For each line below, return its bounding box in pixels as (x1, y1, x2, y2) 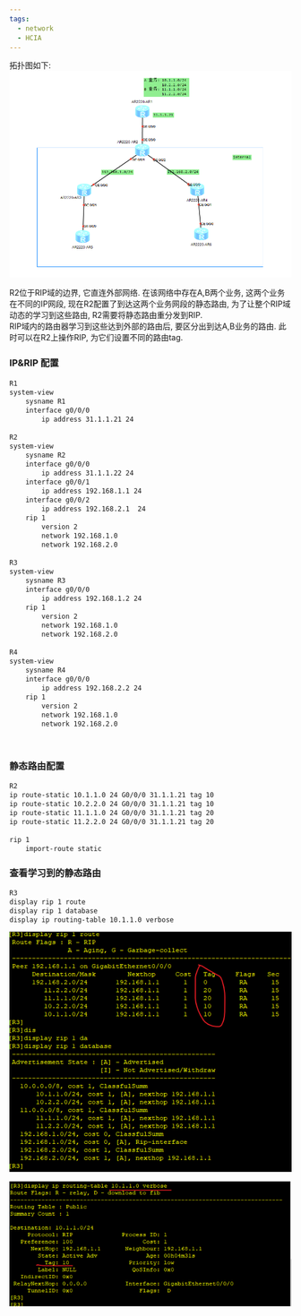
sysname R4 (25, 666, 66, 675)
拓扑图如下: (9, 60, 52, 71)
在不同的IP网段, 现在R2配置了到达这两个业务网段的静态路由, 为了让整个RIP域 (9, 298, 291, 309)
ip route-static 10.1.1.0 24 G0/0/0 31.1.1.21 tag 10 (9, 790, 215, 799)
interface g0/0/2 (25, 495, 90, 504)
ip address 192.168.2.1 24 (41, 504, 146, 513)
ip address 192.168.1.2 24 (41, 594, 142, 603)
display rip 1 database (9, 907, 99, 916)
